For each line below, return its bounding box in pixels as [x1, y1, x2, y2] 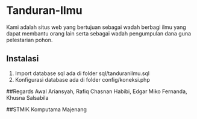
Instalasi [6, 53, 39, 64]
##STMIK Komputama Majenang [6, 106, 87, 113]
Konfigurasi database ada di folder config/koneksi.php [14, 76, 151, 83]
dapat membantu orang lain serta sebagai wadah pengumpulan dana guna [6, 29, 192, 37]
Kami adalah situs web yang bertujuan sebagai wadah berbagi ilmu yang [6, 23, 187, 31]
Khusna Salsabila [6, 94, 49, 101]
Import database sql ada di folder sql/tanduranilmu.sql [14, 70, 149, 77]
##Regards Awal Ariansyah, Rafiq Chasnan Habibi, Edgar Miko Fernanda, [6, 88, 188, 95]
